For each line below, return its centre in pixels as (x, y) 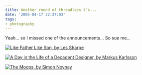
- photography (20, 24)
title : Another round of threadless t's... (51, 10)
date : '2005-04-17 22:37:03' (35, 14)
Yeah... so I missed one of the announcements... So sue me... (68, 38)
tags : (11, 19)
